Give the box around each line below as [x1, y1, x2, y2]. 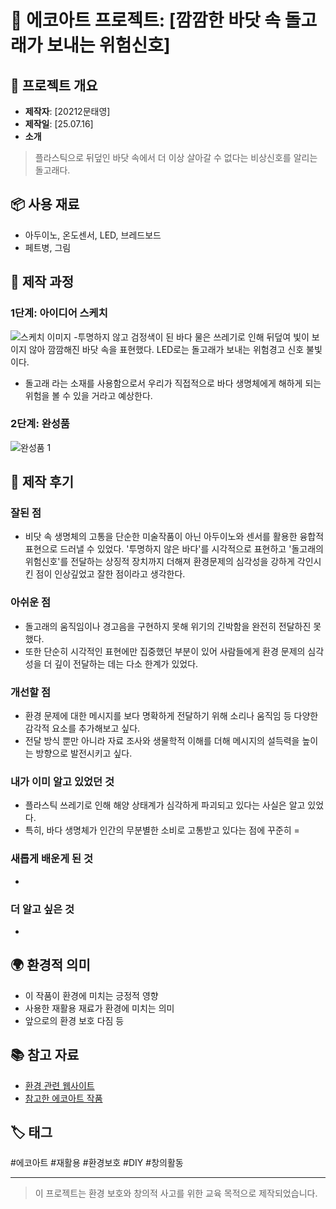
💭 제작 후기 [10, 474, 75, 491]
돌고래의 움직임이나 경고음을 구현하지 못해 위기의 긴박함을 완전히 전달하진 [24, 620, 312, 632]
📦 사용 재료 [10, 196, 80, 213]
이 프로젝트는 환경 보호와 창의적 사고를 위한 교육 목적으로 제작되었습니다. [34, 1187, 318, 1200]
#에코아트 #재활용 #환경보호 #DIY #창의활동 [10, 1157, 184, 1169]
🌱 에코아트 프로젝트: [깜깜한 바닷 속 [10, 9, 282, 32]
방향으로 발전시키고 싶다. [35, 747, 133, 760]
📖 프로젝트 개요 [10, 77, 98, 94]
